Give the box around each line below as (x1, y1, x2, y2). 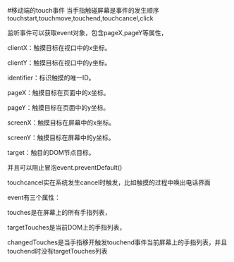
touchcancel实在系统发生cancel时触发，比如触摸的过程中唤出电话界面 (7, 178, 211, 187)
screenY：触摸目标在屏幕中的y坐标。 (7, 133, 115, 142)
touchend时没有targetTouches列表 (7, 247, 108, 255)
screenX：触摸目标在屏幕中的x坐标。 (7, 118, 116, 127)
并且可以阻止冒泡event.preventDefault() (7, 163, 123, 171)
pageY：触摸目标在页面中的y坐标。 (7, 104, 110, 111)
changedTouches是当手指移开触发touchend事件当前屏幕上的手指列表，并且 (7, 238, 228, 247)
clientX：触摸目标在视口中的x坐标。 (7, 44, 111, 51)
